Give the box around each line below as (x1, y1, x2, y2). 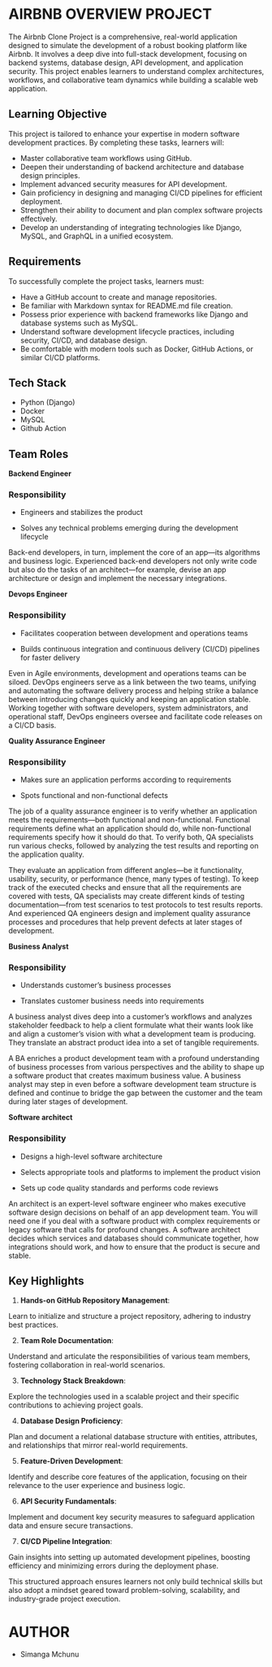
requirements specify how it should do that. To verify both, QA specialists (8, 832, 254, 842)
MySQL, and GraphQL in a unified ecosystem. (19, 231, 174, 241)
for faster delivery (19, 652, 80, 662)
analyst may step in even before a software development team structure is (8, 1080, 257, 1089)
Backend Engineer (8, 469, 71, 478)
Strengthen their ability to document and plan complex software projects (19, 205, 263, 215)
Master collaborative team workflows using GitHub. (19, 153, 192, 163)
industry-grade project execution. (8, 1594, 121, 1604)
